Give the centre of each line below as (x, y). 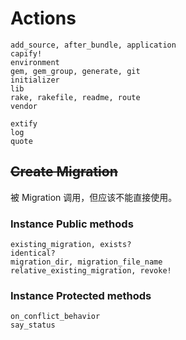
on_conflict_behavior (55, 317)
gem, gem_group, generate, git (75, 71)
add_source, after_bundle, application (93, 45)
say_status (33, 325)
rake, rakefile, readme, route (75, 97)
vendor (24, 106)
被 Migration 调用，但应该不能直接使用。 (94, 197)
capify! (26, 53)
